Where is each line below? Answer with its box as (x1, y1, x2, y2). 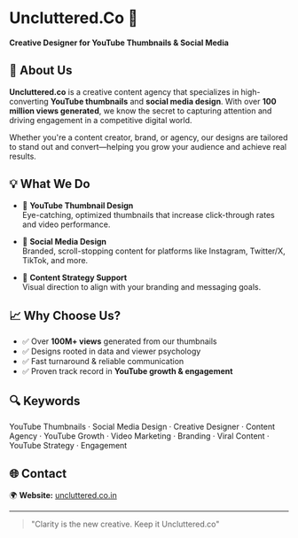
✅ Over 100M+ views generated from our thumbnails (21, 336, 217, 347)
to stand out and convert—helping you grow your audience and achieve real (9, 141, 286, 152)
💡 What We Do (9, 176, 90, 191)
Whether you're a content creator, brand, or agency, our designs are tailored (9, 132, 288, 143)
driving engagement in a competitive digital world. (9, 114, 192, 125)
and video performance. (21, 219, 111, 230)
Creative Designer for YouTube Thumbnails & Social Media (9, 37, 229, 48)
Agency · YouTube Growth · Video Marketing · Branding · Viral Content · (9, 431, 270, 441)
